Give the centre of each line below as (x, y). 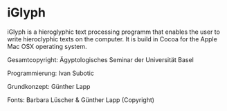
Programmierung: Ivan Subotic (51, 73)
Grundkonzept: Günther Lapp (49, 86)
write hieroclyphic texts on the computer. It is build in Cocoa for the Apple (112, 39)
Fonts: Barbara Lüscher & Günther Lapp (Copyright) (81, 100)
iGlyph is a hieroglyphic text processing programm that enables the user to (113, 32)
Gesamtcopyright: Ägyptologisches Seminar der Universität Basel (100, 59)
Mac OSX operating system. (47, 46)
